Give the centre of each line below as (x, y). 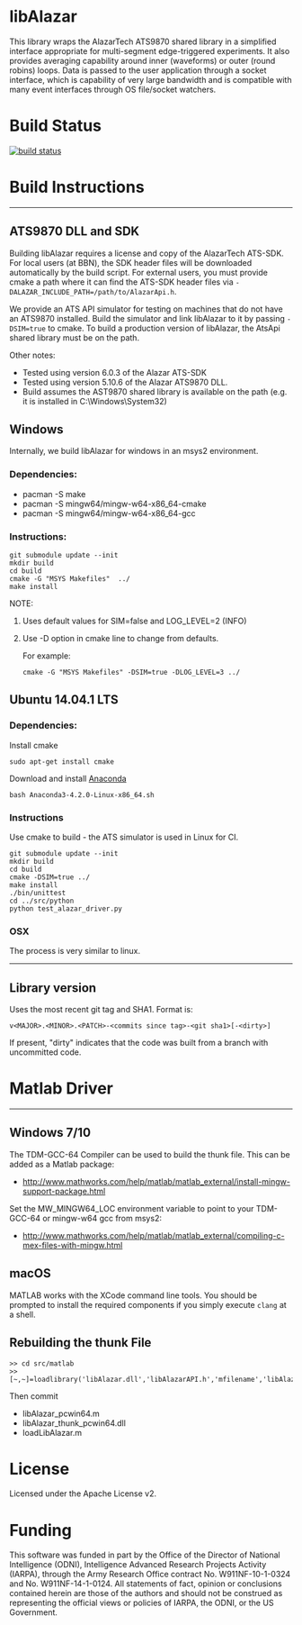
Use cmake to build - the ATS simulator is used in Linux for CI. (124, 837)
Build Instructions (77, 187)
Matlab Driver (62, 1089)
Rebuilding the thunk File (80, 1343)
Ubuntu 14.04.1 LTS (64, 700)
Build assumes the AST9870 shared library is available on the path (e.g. (155, 391)
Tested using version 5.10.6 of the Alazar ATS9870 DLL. (125, 382)
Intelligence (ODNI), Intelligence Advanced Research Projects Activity (138, 1565)
